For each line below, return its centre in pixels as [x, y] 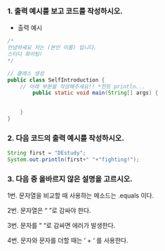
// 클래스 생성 [26, 73]
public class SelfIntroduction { [56, 80]
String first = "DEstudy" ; [47, 153]
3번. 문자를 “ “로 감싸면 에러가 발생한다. [61, 226]
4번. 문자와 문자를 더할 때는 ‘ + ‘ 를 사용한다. [68, 240]
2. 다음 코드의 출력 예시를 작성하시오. [66, 138]
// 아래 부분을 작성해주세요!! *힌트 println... [83, 86]
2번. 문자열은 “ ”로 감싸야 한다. [49, 211]
